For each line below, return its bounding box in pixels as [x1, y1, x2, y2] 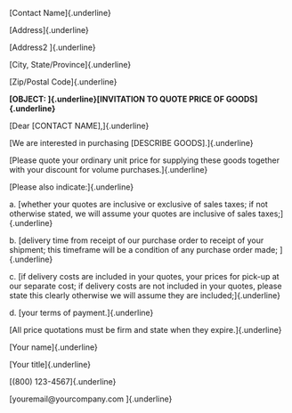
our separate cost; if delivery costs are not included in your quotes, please [9, 280, 282, 291]
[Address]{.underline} [9, 25, 89, 35]
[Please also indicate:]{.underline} [9, 182, 134, 192]
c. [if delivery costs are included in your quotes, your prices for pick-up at [9, 271, 280, 281]
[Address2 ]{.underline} [9, 42, 96, 53]
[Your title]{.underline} [9, 360, 92, 369]
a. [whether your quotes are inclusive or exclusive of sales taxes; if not [9, 199, 269, 209]
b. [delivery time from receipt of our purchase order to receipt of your [9, 235, 264, 246]
